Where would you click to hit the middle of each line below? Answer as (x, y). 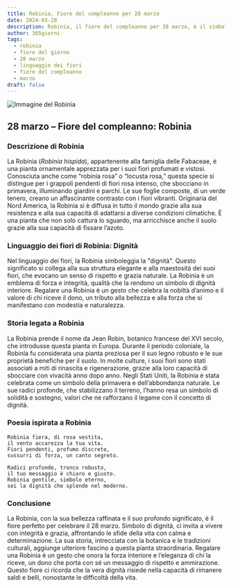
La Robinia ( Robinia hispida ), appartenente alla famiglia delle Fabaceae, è (112, 161)
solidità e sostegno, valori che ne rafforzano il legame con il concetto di (109, 398)
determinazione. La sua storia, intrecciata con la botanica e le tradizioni (109, 541)
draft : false (26, 85)
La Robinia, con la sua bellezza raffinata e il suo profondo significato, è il (110, 518)
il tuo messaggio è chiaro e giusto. (62, 473)
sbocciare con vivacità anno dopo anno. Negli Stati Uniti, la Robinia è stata (113, 375)
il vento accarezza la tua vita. (55, 443)
